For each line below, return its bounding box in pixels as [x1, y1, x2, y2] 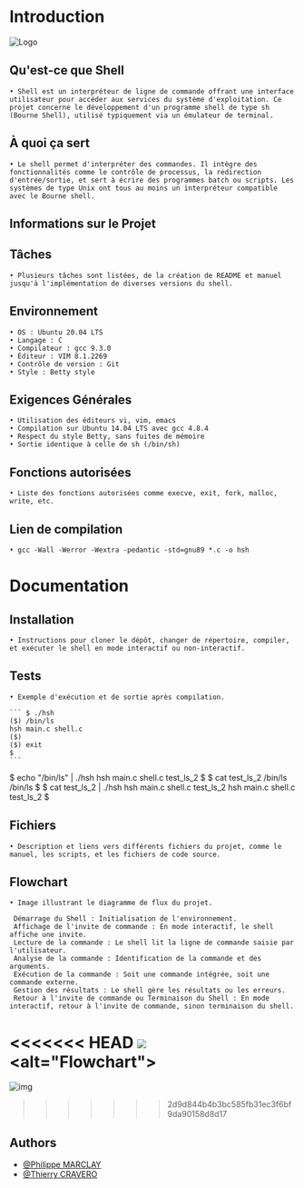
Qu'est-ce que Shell [9, 63, 124, 78]
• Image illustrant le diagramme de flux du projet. [9, 898, 213, 908]
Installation [9, 612, 74, 627]
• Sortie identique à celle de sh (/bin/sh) [9, 440, 181, 449]
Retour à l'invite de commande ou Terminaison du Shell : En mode [13, 993, 270, 1003]
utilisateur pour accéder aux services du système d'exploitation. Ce [9, 95, 282, 104]
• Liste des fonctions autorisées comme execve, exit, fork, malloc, [9, 489, 279, 498]
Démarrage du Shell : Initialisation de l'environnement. [13, 914, 238, 923]
